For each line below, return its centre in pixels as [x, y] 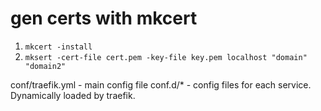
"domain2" [45, 66]
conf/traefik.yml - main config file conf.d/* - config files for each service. [161, 84]
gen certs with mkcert [104, 18]
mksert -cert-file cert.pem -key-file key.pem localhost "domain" [166, 57]
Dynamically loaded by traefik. [73, 95]
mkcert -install [58, 47]
